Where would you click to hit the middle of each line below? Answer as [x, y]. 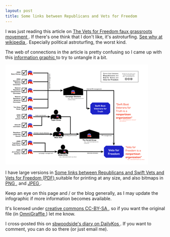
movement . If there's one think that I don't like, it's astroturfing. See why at [84, 37]
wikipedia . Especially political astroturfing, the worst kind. [66, 42]
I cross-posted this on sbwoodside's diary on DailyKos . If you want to [78, 223]
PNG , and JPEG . [24, 183]
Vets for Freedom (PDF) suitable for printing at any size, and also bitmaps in [84, 177]
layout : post [19, 11]
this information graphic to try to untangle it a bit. [56, 57]
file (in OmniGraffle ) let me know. [40, 214]
